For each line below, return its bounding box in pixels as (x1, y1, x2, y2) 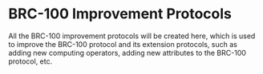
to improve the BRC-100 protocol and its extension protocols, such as (8, 39, 238, 49)
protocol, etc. (8, 56, 53, 66)
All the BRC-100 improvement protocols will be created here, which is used (8, 31, 256, 41)
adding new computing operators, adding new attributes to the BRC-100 (8, 48, 247, 57)
